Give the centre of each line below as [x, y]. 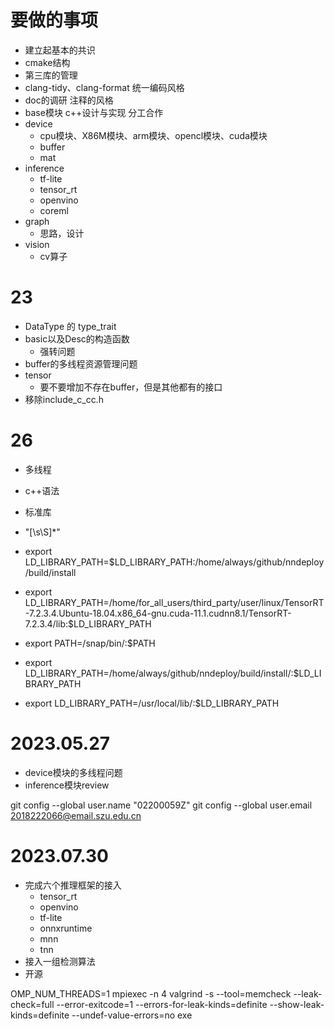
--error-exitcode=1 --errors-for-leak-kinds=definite [162, 1004]
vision [37, 244]
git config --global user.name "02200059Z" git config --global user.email [161, 805]
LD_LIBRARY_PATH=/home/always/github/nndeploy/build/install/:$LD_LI [173, 673]
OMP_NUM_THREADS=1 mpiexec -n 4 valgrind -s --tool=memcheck [151, 993]
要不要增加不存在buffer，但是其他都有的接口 [131, 387]
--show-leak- [297, 1004]
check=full [32, 1004]
